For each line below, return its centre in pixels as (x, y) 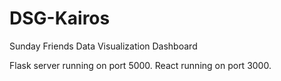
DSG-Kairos (60, 18)
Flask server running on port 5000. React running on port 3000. (140, 65)
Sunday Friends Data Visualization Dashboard (103, 46)
